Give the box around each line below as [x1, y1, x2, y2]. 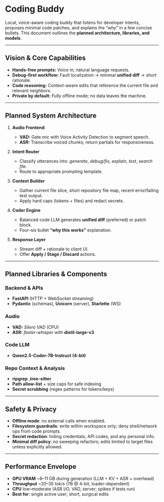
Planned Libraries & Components [5, 270, 107, 278]
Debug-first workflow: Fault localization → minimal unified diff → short [12, 72, 157, 78]
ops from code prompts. [12, 428, 61, 434]
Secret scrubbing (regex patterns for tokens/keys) [12, 386, 115, 392]
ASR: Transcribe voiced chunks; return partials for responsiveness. [19, 139, 155, 145]
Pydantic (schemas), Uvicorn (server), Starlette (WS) [12, 301, 121, 307]
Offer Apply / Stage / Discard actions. [19, 251, 96, 257]
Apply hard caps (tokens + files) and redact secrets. [19, 198, 124, 204]
